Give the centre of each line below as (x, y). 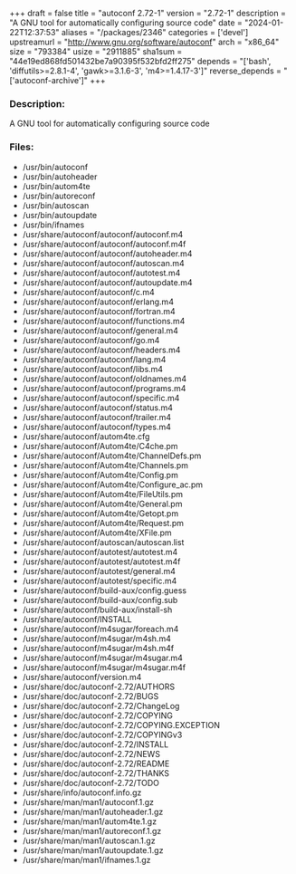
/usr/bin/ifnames (53, 225)
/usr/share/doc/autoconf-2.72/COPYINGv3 (102, 735)
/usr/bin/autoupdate (60, 215)
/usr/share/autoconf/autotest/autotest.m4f (101, 562)
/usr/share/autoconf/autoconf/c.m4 (89, 292)
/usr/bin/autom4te (56, 186)
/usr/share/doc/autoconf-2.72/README (96, 764)
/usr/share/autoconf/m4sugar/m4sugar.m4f (104, 667)
